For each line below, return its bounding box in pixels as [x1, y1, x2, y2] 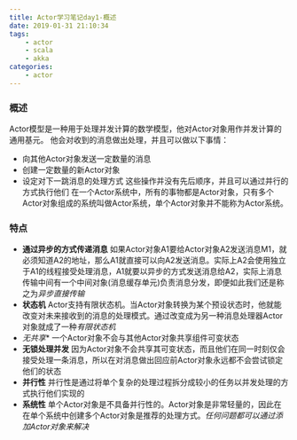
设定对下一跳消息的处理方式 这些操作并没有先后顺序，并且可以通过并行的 [21, 176, 289, 186]
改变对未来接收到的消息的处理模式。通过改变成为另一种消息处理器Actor [21, 310, 284, 321]
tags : [9, 29, 29, 38]
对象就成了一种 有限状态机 [21, 321, 116, 333]
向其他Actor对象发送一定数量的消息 [21, 153, 152, 164]
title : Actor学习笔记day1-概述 [9, 12, 117, 22]
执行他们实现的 [29, 388, 85, 399]
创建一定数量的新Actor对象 [21, 165, 121, 176]
